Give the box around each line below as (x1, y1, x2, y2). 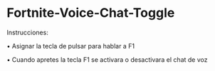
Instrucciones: (6, 28, 49, 37)
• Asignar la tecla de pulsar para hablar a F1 (6, 41, 135, 50)
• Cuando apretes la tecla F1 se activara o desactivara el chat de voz (6, 55, 208, 64)
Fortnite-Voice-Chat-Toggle (6, 5, 175, 21)
